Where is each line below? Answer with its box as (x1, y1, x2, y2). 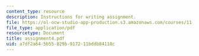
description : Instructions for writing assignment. (6, 14, 136, 20)
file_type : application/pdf (6, 24, 76, 31)
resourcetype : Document (6, 30, 65, 36)
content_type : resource (6, 8, 65, 15)
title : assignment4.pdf (6, 36, 65, 41)
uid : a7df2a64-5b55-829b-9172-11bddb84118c (6, 41, 115, 47)
